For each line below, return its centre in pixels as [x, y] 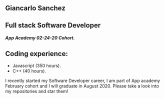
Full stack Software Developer [53, 25]
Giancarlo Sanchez [35, 8]
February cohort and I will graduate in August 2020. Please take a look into [82, 86]
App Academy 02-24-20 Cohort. [40, 38]
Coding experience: [37, 54]
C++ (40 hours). [29, 71]
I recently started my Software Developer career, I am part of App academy [83, 81]
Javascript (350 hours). [36, 66]
